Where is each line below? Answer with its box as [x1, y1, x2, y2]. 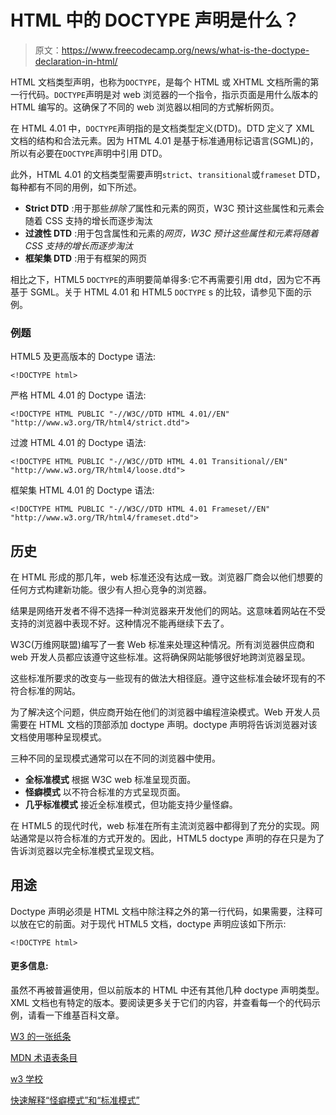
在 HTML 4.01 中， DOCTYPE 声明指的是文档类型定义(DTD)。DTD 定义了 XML [10, 122, 315, 134]
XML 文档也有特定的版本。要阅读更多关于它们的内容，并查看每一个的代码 [10, 997, 313, 1009]
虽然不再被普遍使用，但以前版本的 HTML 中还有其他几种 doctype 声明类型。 [10, 984, 325, 996]
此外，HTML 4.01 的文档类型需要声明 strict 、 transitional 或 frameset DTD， [10, 168, 326, 180]
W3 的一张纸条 [10, 1031, 72, 1043]
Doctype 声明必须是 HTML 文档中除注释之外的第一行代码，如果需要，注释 [10, 905, 315, 917]
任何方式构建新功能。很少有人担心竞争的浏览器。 [10, 584, 212, 596]
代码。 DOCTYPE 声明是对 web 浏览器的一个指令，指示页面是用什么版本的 [27, 88, 318, 100]
